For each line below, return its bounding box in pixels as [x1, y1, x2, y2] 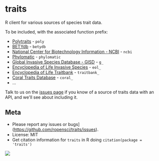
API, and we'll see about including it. [5, 94, 78, 100]
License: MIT [12, 131, 38, 137]
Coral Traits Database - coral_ [12, 74, 73, 80]
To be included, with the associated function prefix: [5, 29, 108, 35]
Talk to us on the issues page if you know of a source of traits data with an [5, 89, 154, 95]
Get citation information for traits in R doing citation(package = [12, 137, 142, 143]
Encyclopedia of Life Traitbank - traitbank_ [12, 69, 100, 75]
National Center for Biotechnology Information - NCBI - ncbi [12, 49, 132, 54]
